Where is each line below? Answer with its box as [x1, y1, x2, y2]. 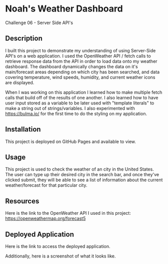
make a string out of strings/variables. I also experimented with [5, 105, 135, 111]
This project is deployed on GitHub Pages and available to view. [5, 139, 136, 145]
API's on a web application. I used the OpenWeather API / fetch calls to [5, 53, 151, 59]
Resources [5, 197, 39, 205]
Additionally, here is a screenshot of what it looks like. [5, 253, 116, 259]
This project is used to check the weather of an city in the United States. [5, 166, 154, 172]
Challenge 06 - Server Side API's [5, 20, 73, 26]
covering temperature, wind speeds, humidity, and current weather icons [5, 74, 155, 80]
